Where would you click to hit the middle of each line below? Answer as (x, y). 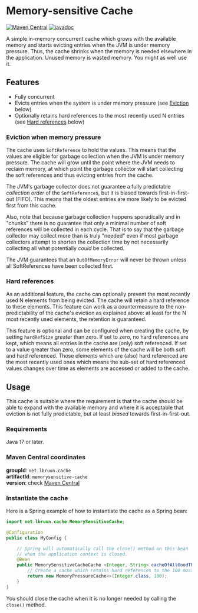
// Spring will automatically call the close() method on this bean (103, 549)
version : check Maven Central (43, 482)
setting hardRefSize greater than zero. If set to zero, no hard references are (97, 337)
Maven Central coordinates (46, 458)
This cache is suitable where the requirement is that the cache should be (94, 401)
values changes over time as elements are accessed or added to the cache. (98, 368)
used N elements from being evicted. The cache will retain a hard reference (98, 300)
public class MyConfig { (37, 538)
